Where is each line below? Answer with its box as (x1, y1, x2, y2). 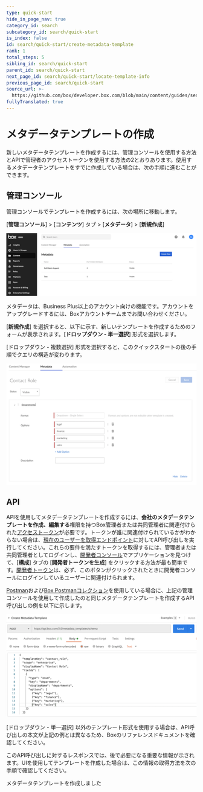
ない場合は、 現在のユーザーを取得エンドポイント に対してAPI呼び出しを (11, 536, 189, 543)
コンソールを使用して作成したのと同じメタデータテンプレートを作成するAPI (6, 595, 195, 602)
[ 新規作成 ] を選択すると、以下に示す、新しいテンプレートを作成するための (6, 323, 192, 330)
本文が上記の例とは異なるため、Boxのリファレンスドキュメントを (27, 731, 190, 739)
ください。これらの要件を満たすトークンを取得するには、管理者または (22, 544, 197, 551)
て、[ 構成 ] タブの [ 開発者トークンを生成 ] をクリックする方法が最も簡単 (6, 559, 182, 566)
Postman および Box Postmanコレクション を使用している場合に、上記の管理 (6, 587, 193, 594)
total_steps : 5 (6, 54, 45, 60)
